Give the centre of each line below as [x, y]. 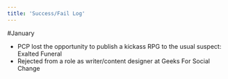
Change [28, 68]
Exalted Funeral [40, 54]
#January [21, 33]
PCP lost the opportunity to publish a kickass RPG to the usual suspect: [119, 46]
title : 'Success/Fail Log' [46, 13]
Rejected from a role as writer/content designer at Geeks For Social [114, 61]
